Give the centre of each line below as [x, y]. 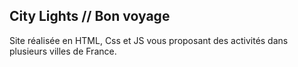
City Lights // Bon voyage [90, 16]
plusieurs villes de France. [63, 51]
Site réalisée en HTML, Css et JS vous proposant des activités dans [149, 40]
